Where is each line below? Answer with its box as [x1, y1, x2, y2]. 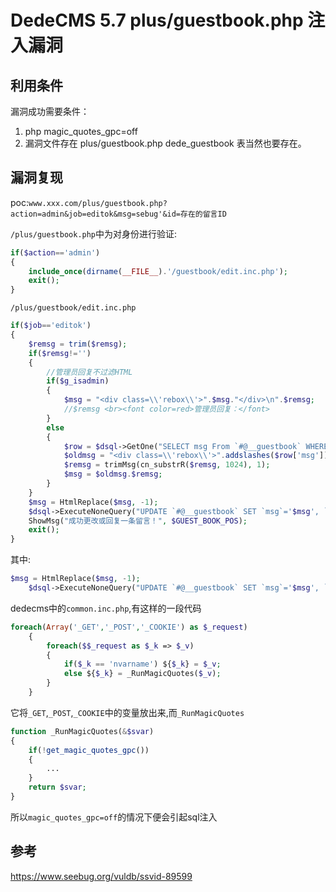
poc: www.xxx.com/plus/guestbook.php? [10, 196, 168, 208]
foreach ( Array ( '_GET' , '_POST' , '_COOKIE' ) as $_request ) [10, 622, 248, 632]
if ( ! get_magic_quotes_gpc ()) [28, 745, 150, 755]
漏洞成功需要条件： [10, 106, 90, 117]
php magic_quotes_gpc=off [24, 126, 138, 137]
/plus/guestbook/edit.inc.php [10, 303, 137, 313]
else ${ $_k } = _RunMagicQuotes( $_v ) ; [63, 669, 222, 679]
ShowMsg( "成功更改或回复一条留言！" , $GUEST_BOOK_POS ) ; [28, 516, 248, 526]
